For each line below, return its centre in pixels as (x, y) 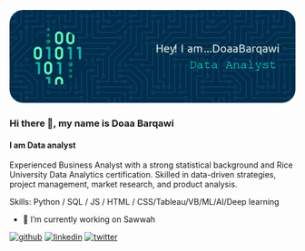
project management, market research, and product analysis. (123, 184)
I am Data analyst (43, 145)
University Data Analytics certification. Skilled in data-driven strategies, (143, 175)
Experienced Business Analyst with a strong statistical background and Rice (151, 165)
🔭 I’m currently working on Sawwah (89, 219)
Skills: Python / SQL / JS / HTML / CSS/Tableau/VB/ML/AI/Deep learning (144, 202)
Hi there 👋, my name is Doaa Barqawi (92, 123)
